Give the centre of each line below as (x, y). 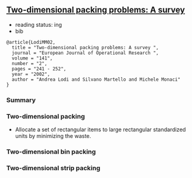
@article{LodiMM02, (31, 42)
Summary (21, 100)
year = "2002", (31, 74)
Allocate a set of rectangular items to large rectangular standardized (101, 129)
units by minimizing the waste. (53, 136)
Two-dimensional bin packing (51, 151)
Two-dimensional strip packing (53, 168)
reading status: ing (39, 24)
